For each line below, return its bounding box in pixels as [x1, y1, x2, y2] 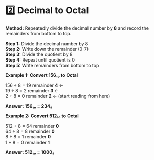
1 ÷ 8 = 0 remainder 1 [5, 139, 50, 145]
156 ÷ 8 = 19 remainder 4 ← [5, 82, 64, 88]
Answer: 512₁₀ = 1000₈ [5, 149, 55, 155]
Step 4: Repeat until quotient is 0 [5, 56, 75, 63]
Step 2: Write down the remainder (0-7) [5, 46, 89, 52]
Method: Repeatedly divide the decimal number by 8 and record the [5, 25, 149, 31]
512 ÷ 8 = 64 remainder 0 [5, 123, 59, 129]
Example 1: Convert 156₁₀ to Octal [5, 72, 78, 78]
